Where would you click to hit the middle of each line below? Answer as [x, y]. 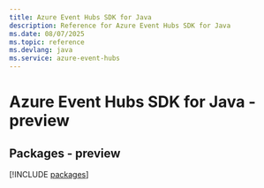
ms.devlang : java [41, 50]
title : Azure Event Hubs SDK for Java [80, 17]
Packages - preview [65, 153]
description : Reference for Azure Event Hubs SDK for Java [120, 26]
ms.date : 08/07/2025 [47, 34]
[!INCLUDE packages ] [49, 174]
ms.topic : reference [47, 42]
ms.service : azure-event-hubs [65, 58]
